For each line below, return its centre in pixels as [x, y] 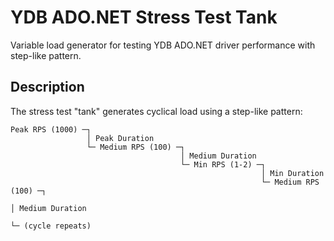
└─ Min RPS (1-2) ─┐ [223, 164]
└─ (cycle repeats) [51, 226]
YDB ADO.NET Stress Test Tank [144, 17]
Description [47, 87]
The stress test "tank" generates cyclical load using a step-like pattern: [156, 111]
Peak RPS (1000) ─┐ [51, 129]
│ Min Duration [292, 173]
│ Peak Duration [120, 138]
